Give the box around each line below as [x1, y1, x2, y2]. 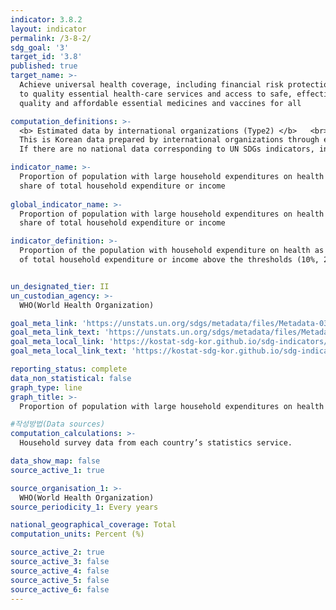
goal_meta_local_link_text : [10, 346, 128, 356]
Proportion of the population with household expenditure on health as [19, 246, 325, 256]
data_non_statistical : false [10, 373, 132, 383]
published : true [10, 61, 78, 71]
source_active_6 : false [10, 584, 110, 595]
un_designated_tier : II [10, 281, 110, 291]
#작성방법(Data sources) [10, 419, 106, 430]
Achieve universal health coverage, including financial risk [19, 80, 284, 90]
